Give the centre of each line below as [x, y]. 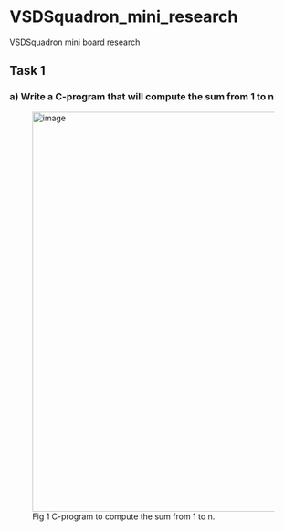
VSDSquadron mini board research [75, 42]
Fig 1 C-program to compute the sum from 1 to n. [124, 516]
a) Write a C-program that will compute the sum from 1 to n [142, 97]
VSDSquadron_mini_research [124, 17]
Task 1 [27, 71]
